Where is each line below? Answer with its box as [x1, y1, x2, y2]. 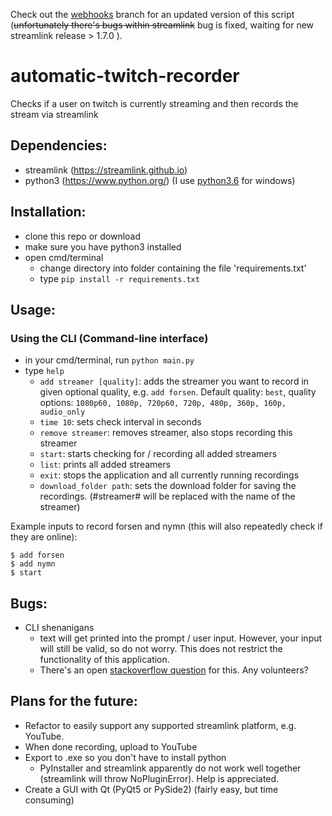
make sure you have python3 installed [24, 240, 182, 253]
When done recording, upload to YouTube [24, 740, 198, 753]
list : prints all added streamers [39, 459, 172, 471]
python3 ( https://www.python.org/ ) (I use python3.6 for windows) [24, 174, 296, 186]
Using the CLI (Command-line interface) [10, 331, 209, 345]
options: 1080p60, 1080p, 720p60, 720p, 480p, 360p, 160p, [39, 397, 287, 409]
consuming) [24, 794, 75, 806]
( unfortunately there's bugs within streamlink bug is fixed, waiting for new [10, 19, 315, 31]
